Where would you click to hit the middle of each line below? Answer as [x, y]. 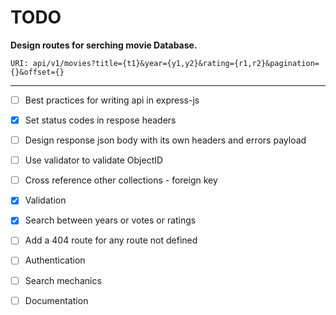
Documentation [56, 300]
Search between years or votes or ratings [110, 220]
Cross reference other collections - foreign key [121, 180]
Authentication [55, 260]
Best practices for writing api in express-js [112, 100]
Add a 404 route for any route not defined [111, 240]
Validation [45, 200]
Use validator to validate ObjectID [94, 160]
